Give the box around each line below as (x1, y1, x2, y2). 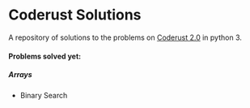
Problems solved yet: (8, 51, 82, 61)
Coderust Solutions (8, 6, 142, 24)
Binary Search (19, 90, 68, 100)
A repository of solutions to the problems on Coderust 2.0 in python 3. (8, 32, 243, 42)
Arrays (8, 70, 32, 80)
